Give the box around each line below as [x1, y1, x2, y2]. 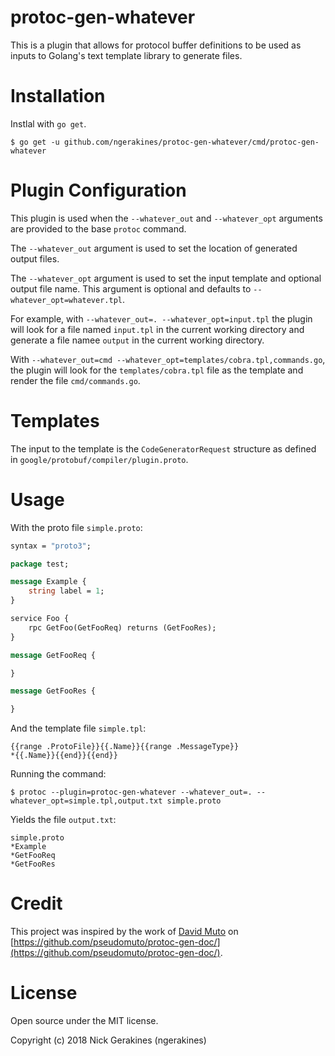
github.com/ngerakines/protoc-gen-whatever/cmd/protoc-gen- [63, 137, 320, 147]
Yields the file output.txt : [10, 814, 117, 826]
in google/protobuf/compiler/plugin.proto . [10, 453, 189, 465]
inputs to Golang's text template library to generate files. [10, 49, 243, 61]
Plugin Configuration [10, 179, 187, 202]
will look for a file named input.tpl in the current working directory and [10, 323, 305, 335]
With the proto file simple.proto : [10, 521, 143, 533]
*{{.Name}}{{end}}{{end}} [10, 751, 118, 761]
